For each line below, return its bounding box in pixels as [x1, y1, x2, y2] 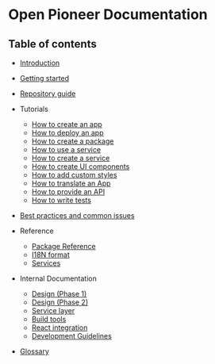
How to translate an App [31, 178, 111, 188]
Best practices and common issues [19, 211, 135, 220]
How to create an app [31, 120, 103, 128]
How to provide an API [31, 187, 106, 196]
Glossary [19, 347, 50, 356]
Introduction [19, 58, 60, 67]
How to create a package [31, 136, 114, 146]
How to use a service [31, 145, 102, 154]
